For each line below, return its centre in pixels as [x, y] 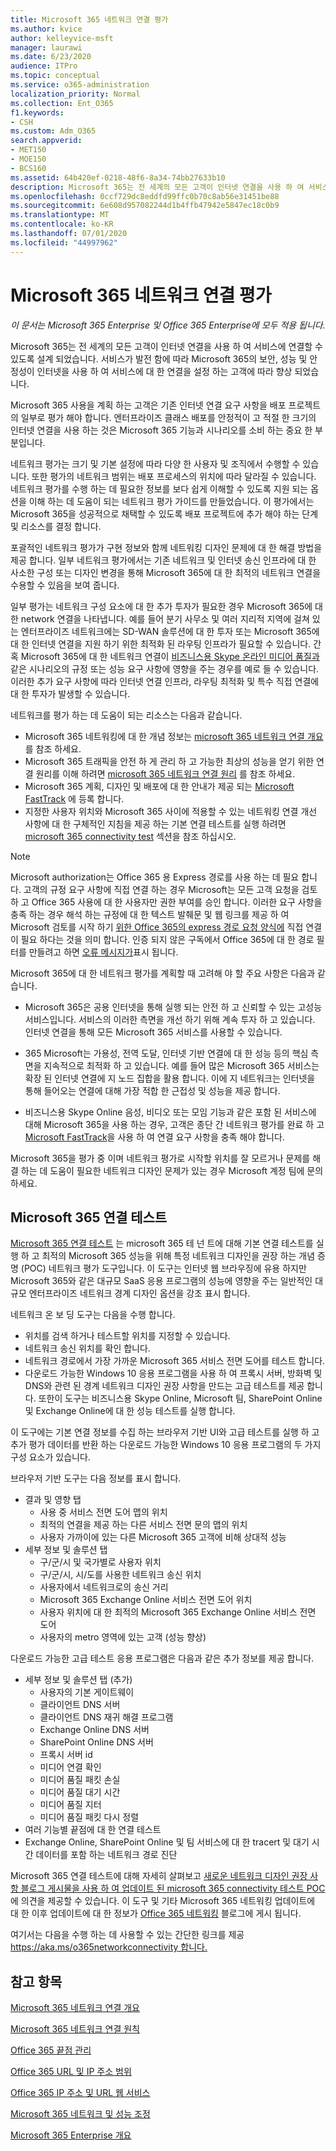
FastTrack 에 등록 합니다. [74, 798]
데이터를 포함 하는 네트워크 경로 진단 [106, 1855]
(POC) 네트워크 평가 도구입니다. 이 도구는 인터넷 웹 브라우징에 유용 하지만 [163, 1268]
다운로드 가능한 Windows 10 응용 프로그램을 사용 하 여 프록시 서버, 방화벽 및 [173, 1373]
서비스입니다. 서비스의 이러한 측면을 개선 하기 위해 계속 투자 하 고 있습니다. [170, 1019]
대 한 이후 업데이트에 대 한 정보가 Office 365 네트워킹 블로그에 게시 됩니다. [156, 1913]
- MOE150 [28, 159]
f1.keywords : [37, 112]
